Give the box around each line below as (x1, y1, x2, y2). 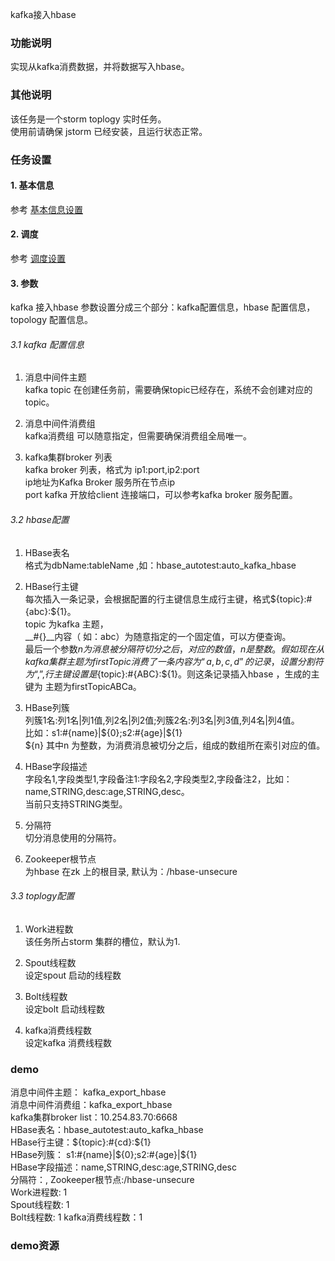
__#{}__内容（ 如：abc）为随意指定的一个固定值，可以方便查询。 (24, 630, 292, 642)
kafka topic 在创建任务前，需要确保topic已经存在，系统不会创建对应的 (24, 384, 313, 396)
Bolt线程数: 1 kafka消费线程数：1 (10, 1211, 143, 1223)
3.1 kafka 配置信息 (10, 338, 85, 350)
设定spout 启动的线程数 (24, 969, 122, 981)
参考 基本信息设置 (10, 203, 83, 215)
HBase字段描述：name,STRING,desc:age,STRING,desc (10, 1161, 237, 1173)
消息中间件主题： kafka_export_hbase (10, 1086, 167, 1098)
